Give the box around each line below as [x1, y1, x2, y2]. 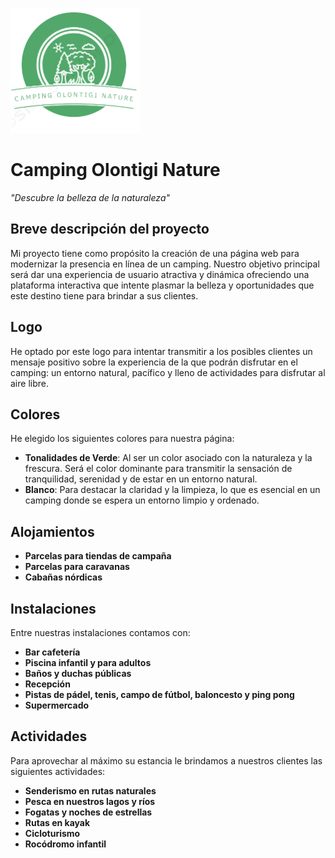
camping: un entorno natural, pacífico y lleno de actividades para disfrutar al [10, 366, 326, 378]
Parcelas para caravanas [24, 561, 130, 573]
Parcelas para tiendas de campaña [24, 550, 172, 562]
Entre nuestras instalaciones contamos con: [10, 627, 191, 638]
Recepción [24, 678, 71, 690]
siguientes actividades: [10, 765, 106, 777]
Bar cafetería [24, 646, 81, 658]
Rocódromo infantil [24, 838, 107, 850]
